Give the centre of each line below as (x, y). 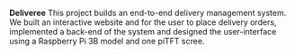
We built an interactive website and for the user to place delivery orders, (143, 22)
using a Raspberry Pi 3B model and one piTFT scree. (107, 41)
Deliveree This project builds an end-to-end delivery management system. (148, 13)
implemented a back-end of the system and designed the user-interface (143, 31)
